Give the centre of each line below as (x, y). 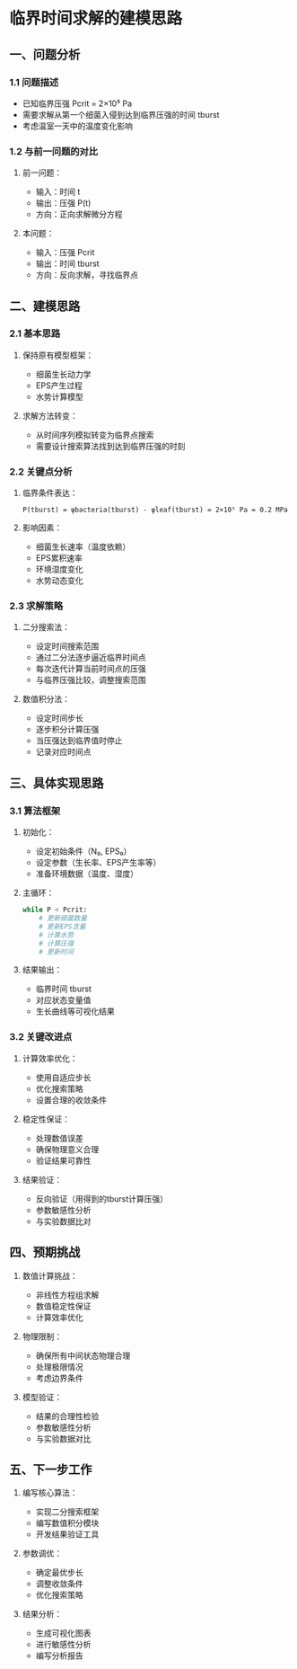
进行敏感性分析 (63, 1645)
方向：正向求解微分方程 (79, 214)
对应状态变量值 (63, 1000)
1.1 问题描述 (34, 82)
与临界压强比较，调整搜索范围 (91, 680)
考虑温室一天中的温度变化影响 (77, 126)
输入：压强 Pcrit (65, 253)
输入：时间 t (58, 192)
